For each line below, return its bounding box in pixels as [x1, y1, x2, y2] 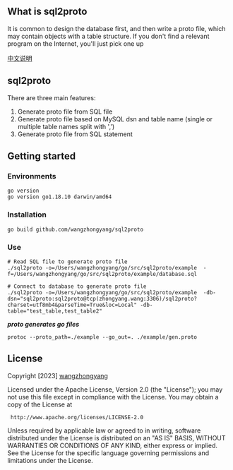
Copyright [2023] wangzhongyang [7, 371, 108, 380]
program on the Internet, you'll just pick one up [7, 39, 144, 48]
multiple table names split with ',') [17, 122, 115, 131]
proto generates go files [7, 320, 80, 328]
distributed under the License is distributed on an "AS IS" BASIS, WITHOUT [7, 433, 226, 442]
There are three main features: [7, 93, 96, 102]
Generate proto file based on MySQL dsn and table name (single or [17, 114, 213, 123]
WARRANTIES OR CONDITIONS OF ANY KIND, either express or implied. [7, 441, 217, 450]
